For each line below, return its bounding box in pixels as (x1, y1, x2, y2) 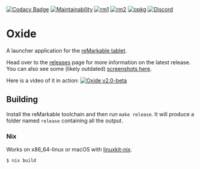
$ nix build (6, 157, 36, 164)
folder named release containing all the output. (6, 117, 123, 124)
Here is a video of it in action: (6, 76, 80, 84)
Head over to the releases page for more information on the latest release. (6, 58, 191, 66)
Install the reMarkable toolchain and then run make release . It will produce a (6, 110, 195, 118)
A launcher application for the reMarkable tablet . (6, 47, 127, 54)
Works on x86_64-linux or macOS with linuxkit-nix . (6, 146, 132, 153)
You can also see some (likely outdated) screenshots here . (6, 65, 152, 72)
